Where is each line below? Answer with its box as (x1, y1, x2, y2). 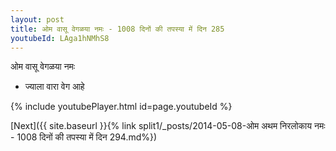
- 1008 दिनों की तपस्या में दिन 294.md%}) (10, 131, 158, 143)
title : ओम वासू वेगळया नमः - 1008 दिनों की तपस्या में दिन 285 (10, 24, 225, 34)
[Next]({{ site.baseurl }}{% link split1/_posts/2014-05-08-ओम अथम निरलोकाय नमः (10, 120, 326, 132)
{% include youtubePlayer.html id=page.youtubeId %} (10, 101, 233, 113)
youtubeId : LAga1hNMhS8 (10, 33, 110, 43)
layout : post (10, 14, 65, 25)
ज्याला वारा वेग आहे (24, 81, 85, 93)
